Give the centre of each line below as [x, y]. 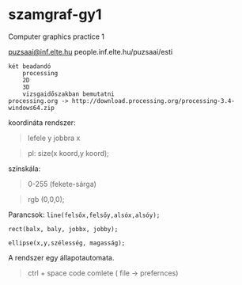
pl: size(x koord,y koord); [68, 153]
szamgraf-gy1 [55, 15]
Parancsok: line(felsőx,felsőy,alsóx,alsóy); [84, 215]
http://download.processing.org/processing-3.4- [153, 101]
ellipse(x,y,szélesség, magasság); [67, 243]
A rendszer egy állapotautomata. [61, 257]
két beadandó [30, 66]
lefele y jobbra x [54, 138]
